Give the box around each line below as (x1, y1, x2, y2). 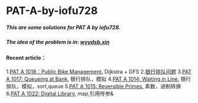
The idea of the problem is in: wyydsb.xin (6, 39, 110, 46)
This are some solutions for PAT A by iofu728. (6, 23, 121, 30)
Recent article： (6, 54, 47, 61)
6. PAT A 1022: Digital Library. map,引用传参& (6, 90, 114, 97)
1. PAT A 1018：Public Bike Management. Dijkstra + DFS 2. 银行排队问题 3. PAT (6, 68, 192, 75)
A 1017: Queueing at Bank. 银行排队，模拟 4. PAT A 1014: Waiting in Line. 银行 (6, 75, 192, 83)
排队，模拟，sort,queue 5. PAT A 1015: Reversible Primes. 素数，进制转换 (6, 83, 181, 90)
